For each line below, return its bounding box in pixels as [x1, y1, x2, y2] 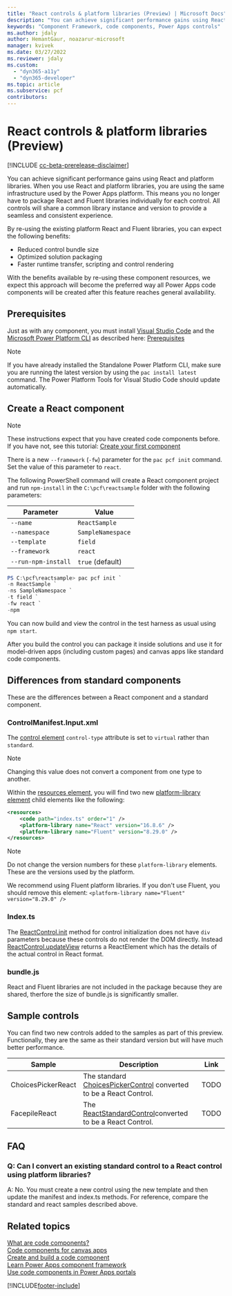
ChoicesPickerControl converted [82, 1080, 189, 1089]
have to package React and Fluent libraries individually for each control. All [7, 196, 220, 205]
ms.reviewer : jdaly [7, 55, 64, 62]
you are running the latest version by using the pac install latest [7, 368, 197, 376]
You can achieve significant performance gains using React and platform [7, 174, 214, 183]
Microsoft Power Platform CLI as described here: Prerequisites [7, 333, 185, 342]
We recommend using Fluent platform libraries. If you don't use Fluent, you [7, 881, 220, 889]
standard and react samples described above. [7, 1201, 138, 1209]
